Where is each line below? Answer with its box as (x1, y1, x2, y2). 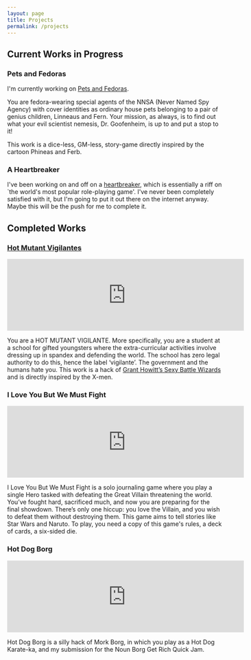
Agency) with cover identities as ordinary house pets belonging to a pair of (7, 105, 218, 113)
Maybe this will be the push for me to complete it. (7, 202, 147, 210)
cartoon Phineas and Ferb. (7, 148, 82, 156)
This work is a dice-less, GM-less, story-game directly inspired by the (7, 140, 204, 148)
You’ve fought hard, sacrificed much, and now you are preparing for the (7, 498, 211, 506)
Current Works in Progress (7, 48, 123, 60)
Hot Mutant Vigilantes (7, 243, 82, 252)
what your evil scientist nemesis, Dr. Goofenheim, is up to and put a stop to (7, 120, 219, 128)
